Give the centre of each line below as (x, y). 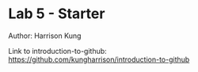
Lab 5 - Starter (57, 14)
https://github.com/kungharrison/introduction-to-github (99, 59)
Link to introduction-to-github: (57, 51)
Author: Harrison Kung (45, 36)
